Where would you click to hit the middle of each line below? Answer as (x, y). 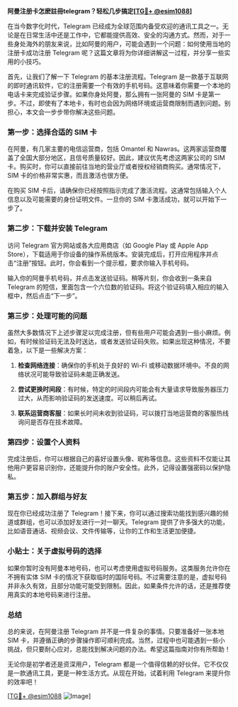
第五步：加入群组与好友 (47, 497)
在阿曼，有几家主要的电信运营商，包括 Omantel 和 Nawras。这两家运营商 (114, 149)
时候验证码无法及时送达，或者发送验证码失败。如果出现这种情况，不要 (128, 341)
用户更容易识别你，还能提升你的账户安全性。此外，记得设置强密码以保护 (119, 468)
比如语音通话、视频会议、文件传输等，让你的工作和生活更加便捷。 (103, 531)
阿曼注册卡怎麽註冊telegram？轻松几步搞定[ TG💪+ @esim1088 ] (100, 11)
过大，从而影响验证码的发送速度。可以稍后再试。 (89, 398)
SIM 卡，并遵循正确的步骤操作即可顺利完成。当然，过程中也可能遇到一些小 (116, 640)
